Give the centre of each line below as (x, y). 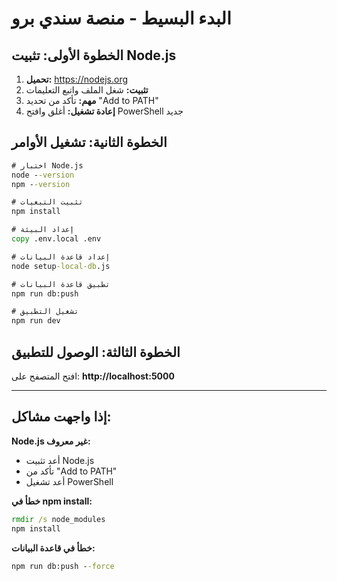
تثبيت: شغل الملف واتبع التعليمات (87, 90)
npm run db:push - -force (63, 566)
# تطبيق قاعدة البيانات (61, 284)
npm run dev (36, 321)
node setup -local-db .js (61, 266)
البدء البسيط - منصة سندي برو (121, 18)
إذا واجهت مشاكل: (61, 417)
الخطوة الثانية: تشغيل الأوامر (89, 142)
